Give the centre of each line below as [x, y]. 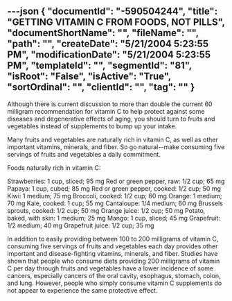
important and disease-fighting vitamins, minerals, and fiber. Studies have [113, 253]
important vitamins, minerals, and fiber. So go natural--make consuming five [116, 147]
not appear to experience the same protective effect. [82, 290]
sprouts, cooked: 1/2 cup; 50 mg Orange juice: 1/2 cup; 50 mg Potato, [106, 210]
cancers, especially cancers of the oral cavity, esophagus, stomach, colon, [114, 275]
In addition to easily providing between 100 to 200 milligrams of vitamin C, [113, 239]
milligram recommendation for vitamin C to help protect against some [106, 111]
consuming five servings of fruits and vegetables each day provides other [113, 246]
